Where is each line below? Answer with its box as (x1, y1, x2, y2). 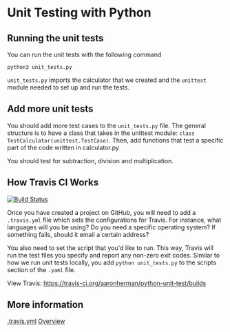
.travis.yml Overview (7, 317, 65, 325)
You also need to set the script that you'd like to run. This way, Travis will (7, 243, 213, 252)
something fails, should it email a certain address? (7, 230, 149, 238)
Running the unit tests (7, 32, 104, 44)
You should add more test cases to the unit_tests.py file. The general (7, 121, 207, 129)
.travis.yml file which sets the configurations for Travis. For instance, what (7, 216, 222, 224)
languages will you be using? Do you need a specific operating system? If (7, 222, 216, 231)
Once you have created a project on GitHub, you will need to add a (7, 208, 196, 216)
